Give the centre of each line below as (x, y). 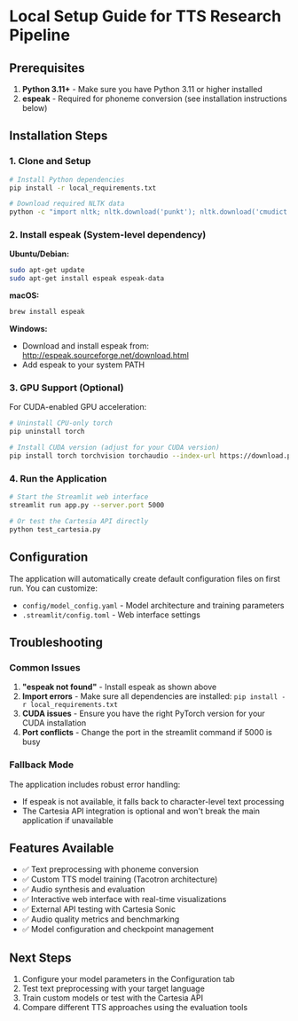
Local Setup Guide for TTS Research (145, 16)
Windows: (28, 329)
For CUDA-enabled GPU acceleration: (78, 407)
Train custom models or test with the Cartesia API (113, 998)
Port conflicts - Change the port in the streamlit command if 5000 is (147, 733)
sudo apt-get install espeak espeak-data (87, 279)
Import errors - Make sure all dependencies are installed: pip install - (154, 696)
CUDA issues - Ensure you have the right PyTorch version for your (144, 714)
